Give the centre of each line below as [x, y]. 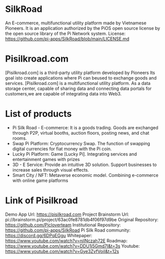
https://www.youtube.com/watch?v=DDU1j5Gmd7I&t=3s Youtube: [73, 246]
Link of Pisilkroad [41, 200]
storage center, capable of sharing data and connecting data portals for [79, 88]
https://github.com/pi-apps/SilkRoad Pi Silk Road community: [68, 230]
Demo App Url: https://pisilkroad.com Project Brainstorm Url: [67, 214]
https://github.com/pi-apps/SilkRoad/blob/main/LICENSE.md [67, 39]
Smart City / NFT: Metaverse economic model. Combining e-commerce [85, 175]
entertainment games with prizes [46, 159]
